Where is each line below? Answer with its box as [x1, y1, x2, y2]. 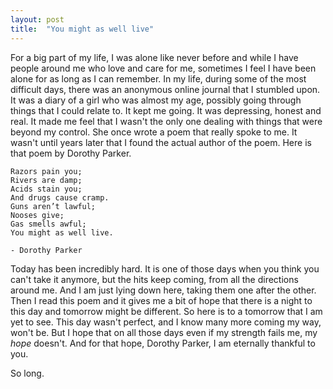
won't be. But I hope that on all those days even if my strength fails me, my [10, 326, 318, 338]
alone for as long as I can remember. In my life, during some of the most [10, 72, 307, 85]
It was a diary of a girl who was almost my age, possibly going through [10, 94, 302, 106]
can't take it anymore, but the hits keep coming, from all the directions [10, 273, 299, 285]
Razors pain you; [10, 166, 83, 176]
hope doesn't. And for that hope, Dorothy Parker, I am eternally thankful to [10, 337, 316, 349]
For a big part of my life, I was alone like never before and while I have [10, 51, 299, 63]
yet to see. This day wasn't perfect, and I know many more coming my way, [10, 316, 322, 328]
